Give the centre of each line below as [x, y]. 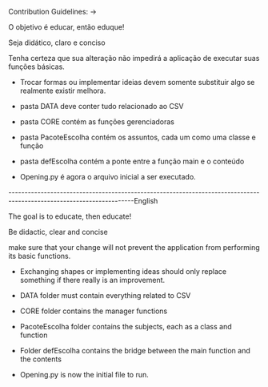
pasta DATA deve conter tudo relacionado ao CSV [102, 106]
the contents [41, 359]
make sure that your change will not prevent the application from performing [134, 247]
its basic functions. [40, 256]
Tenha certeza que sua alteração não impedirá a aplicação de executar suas [134, 58]
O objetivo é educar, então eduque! [66, 27]
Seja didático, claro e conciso [57, 42]
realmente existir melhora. [63, 91]
